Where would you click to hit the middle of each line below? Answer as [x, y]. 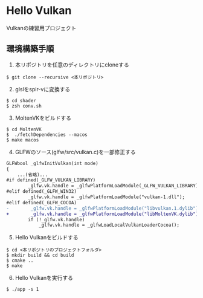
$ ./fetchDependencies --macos [47, 134]
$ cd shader [21, 100]
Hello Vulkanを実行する [44, 278]
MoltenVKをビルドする [43, 118]
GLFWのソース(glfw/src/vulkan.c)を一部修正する [75, 152]
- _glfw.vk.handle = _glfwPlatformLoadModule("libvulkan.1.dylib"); [104, 208]
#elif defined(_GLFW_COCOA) [42, 202]
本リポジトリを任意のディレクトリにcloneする [72, 65]
